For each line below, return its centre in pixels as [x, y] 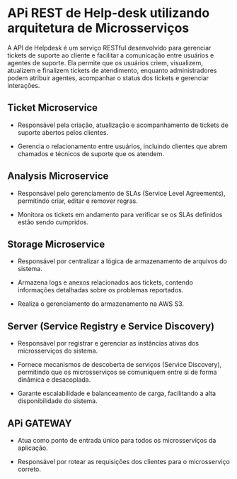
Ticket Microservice [52, 108]
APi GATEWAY [40, 423]
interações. [24, 85]
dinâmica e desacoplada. [54, 380]
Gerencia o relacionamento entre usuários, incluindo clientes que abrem [122, 146]
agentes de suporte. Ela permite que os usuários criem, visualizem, [105, 62]
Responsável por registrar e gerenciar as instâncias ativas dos [108, 343]
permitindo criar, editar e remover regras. [77, 201]
